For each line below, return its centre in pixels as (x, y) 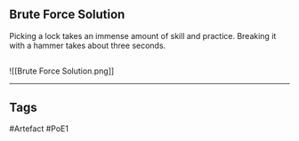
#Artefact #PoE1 (39, 129)
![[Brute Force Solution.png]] (62, 71)
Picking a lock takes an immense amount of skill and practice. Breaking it (143, 35)
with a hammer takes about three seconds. (88, 45)
